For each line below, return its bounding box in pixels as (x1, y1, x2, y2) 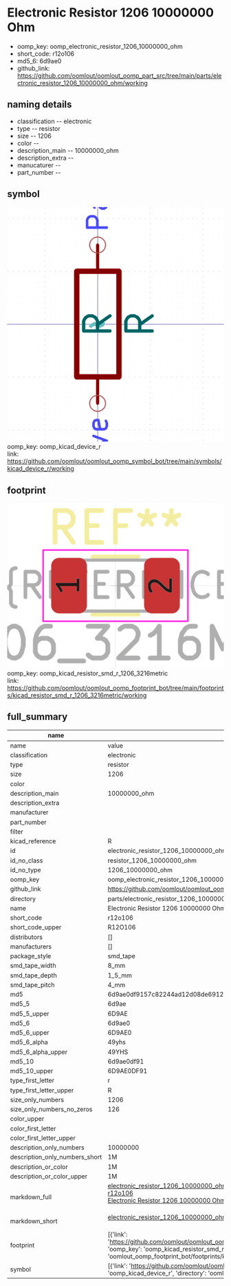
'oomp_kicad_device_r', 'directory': (107, 1269, 207, 1277)
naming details (7, 98, 72, 111)
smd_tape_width (10, 962, 56, 970)
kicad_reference (10, 837, 56, 845)
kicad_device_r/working (7, 465, 74, 473)
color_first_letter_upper (10, 1134, 76, 1142)
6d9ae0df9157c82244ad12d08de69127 (107, 990, 228, 999)
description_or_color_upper (10, 1172, 88, 1180)
